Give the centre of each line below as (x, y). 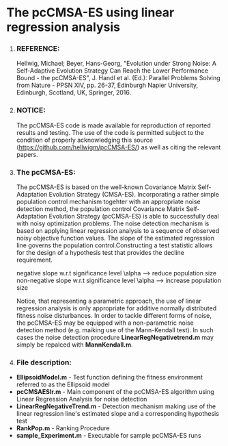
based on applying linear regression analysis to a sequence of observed (118, 231)
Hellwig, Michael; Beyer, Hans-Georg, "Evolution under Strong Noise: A (116, 64)
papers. (27, 154)
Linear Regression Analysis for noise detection (82, 399)
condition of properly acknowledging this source (85, 140)
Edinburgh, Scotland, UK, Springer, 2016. (74, 92)
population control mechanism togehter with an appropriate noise (108, 202)
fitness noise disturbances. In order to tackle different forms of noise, (114, 316)
